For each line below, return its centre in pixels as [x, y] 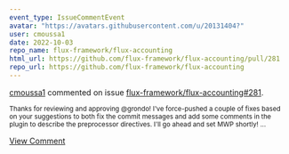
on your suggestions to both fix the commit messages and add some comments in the [140, 117]
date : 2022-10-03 [41, 42]
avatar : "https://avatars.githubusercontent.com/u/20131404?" [127, 26]
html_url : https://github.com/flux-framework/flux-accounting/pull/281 [144, 59]
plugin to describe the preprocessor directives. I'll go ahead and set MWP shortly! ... [138, 124]
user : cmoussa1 [37, 34]
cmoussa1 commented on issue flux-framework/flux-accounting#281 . [136, 92]
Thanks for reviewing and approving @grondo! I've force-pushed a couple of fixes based [145, 109]
